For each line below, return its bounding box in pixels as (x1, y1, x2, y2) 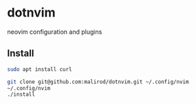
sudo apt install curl (7, 65, 72, 73)
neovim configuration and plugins (7, 28, 102, 36)
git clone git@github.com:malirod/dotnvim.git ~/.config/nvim (7, 78, 189, 85)
